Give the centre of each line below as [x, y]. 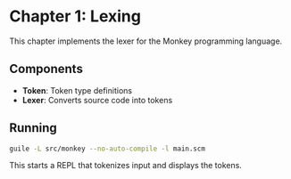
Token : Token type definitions [77, 90]
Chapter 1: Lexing [75, 16]
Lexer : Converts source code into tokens [97, 100]
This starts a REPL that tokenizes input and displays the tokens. [126, 166]
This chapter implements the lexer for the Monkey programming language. [146, 41]
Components [46, 69]
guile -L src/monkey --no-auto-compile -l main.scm [107, 149]
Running [33, 128]
